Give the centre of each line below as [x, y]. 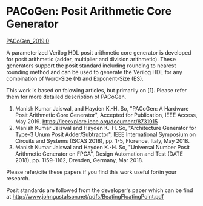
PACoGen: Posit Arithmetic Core [89, 11]
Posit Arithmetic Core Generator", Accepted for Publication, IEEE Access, [106, 115]
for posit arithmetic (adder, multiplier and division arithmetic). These [91, 59]
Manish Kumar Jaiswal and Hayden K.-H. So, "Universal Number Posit [102, 147]
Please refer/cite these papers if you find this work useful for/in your [92, 172]
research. [18, 178]
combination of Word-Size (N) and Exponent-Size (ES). [75, 78]
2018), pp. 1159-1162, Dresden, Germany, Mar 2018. [79, 160]
